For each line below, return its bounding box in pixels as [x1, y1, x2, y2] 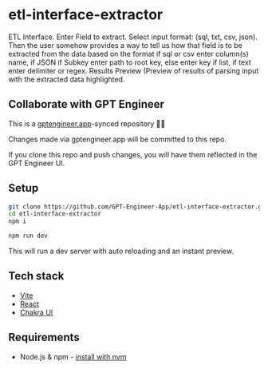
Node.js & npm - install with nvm [19, 351, 127, 361]
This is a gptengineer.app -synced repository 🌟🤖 [8, 118, 166, 129]
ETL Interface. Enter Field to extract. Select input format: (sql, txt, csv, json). [8, 32, 258, 42]
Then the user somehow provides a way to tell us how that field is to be [8, 40, 243, 50]
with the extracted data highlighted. [8, 74, 125, 84]
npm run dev [8, 232, 48, 240]
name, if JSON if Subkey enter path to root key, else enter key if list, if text [8, 58, 251, 67]
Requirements [8, 331, 80, 344]
